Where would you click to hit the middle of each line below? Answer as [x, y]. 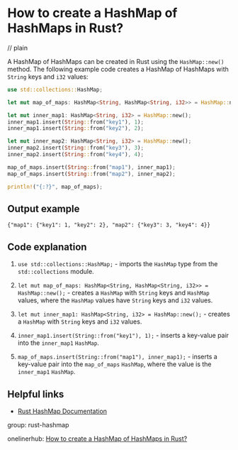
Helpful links [36, 394]
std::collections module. [56, 272]
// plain [18, 48]
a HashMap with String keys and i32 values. [80, 322]
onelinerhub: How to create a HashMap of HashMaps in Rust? [97, 439]
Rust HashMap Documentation [62, 411]
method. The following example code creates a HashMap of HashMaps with [118, 69]
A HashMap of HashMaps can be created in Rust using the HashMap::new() [116, 61]
